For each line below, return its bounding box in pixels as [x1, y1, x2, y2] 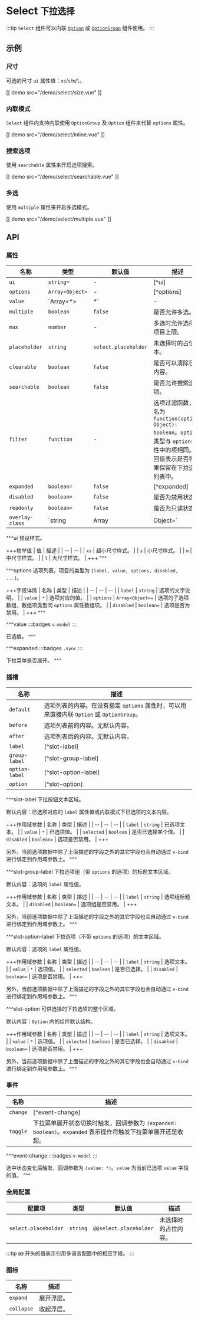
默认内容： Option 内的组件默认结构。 [6, 1018, 96, 1025]
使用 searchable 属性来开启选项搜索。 [6, 161, 98, 169]
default [9, 706, 31, 713]
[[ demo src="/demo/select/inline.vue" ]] [6, 131, 105, 138]
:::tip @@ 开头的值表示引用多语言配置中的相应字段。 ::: [6, 1250, 134, 1257]
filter [9, 436, 28, 443]
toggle [9, 1128, 28, 1135]
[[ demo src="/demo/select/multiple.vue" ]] [6, 215, 111, 222]
